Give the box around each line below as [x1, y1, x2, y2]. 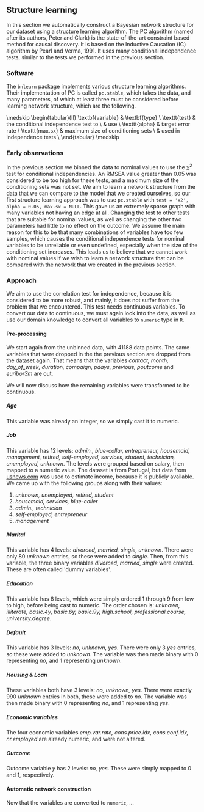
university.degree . [6, 615, 52, 622]
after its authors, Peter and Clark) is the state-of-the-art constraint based [6, 34, 190, 42]
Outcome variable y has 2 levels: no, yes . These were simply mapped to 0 [6, 765, 192, 772]
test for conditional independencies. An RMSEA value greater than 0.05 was [6, 170, 197, 178]
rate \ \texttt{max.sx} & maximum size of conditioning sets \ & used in [6, 127, 180, 134]
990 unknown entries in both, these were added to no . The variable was [6, 693, 187, 700]
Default [6, 629, 26, 636]
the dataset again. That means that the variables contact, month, [6, 357, 169, 364]
